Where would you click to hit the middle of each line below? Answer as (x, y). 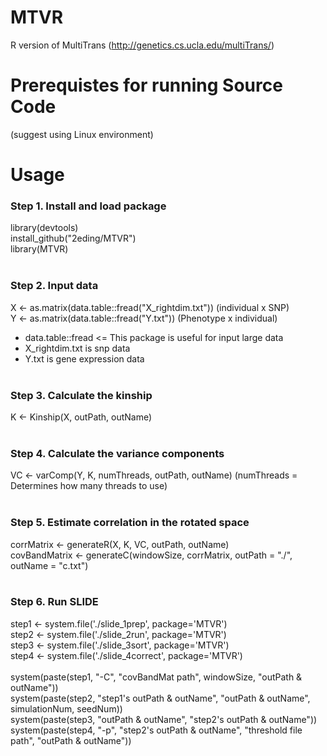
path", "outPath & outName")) (71, 740)
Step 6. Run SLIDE (54, 602)
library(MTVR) (39, 249)
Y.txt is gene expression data (84, 358)
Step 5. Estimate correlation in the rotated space (130, 523)
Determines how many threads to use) (89, 486)
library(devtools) (44, 228)
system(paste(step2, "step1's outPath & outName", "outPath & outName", (160, 698)
